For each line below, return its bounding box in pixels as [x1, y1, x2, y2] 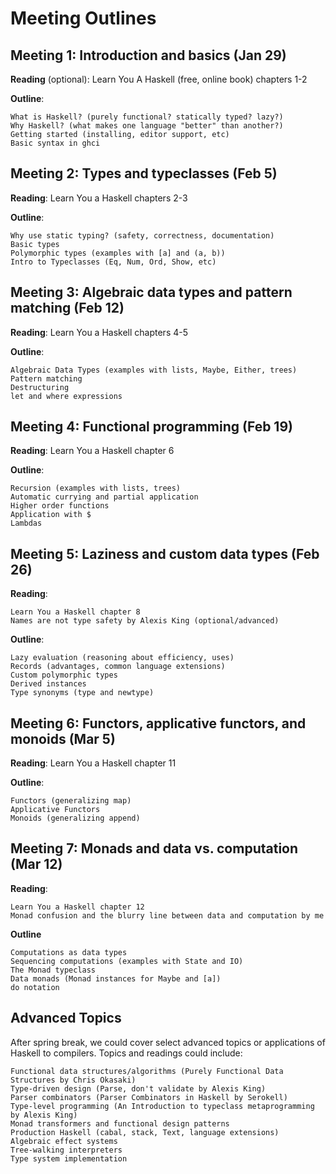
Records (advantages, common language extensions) [10, 662, 226, 672]
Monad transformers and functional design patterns [10, 1118, 230, 1129]
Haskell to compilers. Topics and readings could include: [10, 1047, 243, 1059]
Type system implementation [10, 1153, 128, 1164]
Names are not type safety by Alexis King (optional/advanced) [10, 616, 280, 626]
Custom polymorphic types [10, 670, 118, 681]
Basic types [10, 239, 60, 249]
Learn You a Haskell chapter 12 [10, 902, 145, 912]
